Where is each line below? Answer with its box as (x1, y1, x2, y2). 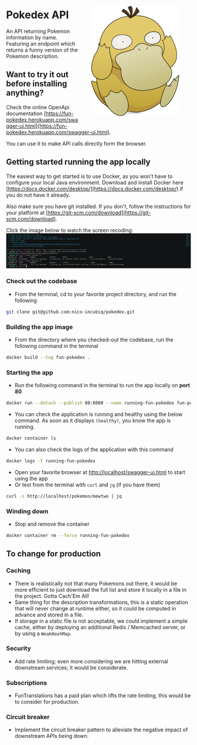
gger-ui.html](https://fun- (6, 122, 67, 129)
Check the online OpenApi (6, 103, 70, 110)
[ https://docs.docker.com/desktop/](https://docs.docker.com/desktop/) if (6, 185, 184, 192)
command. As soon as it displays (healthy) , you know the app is (14, 417, 171, 424)
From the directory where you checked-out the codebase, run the (14, 336, 174, 343)
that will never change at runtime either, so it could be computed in (14, 605, 176, 612)
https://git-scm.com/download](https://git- (47, 209, 151, 216)
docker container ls (6, 435, 57, 441)
